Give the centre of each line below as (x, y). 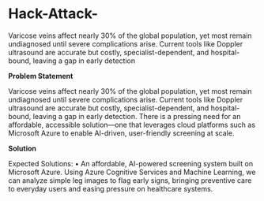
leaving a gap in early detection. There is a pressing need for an (137, 116)
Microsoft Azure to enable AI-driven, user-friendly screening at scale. (121, 133)
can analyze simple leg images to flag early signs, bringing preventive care (130, 180)
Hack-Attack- (53, 14)
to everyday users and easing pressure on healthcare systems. (111, 188)
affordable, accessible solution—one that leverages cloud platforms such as (132, 125)
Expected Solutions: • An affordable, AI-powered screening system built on (131, 163)
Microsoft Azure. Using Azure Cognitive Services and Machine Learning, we (132, 172)
